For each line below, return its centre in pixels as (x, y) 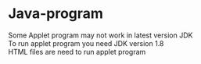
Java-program (56, 14)
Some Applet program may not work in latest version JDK (100, 35)
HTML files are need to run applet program (77, 52)
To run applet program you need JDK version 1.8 (86, 43)
